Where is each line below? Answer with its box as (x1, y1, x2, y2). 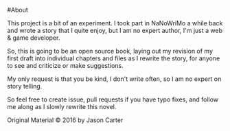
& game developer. (7, 34, 60, 42)
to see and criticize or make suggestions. (7, 62, 124, 69)
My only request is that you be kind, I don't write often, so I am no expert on (7, 75, 222, 83)
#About (7, 6, 29, 14)
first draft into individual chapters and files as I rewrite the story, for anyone (7, 54, 220, 62)
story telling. (7, 82, 43, 90)
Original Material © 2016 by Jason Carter (7, 116, 124, 124)
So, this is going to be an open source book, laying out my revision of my (7, 47, 214, 55)
